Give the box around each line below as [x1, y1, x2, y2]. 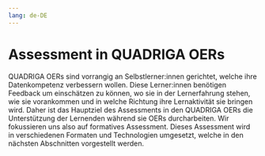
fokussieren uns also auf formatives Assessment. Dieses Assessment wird [8, 121, 251, 131]
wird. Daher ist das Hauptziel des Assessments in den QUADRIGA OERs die [8, 105, 253, 114]
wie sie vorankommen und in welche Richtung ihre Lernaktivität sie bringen [8, 96, 253, 106]
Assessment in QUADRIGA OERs [8, 45, 225, 63]
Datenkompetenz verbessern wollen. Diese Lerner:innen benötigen [8, 80, 227, 89]
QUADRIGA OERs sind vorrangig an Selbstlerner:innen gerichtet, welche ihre [8, 72, 257, 81]
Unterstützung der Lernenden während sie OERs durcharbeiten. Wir [8, 113, 229, 123]
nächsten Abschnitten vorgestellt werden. [8, 139, 145, 148]
